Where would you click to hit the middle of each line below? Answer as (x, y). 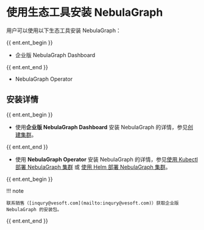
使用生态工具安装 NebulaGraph (85, 12)
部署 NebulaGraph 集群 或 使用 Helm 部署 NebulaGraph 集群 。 (93, 167)
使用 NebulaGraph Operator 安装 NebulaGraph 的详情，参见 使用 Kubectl (106, 159)
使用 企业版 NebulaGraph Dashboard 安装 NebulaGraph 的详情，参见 (101, 127)
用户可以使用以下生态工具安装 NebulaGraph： (64, 30)
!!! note (15, 191)
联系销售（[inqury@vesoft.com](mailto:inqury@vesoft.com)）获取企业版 (93, 203)
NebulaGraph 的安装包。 (34, 209)
